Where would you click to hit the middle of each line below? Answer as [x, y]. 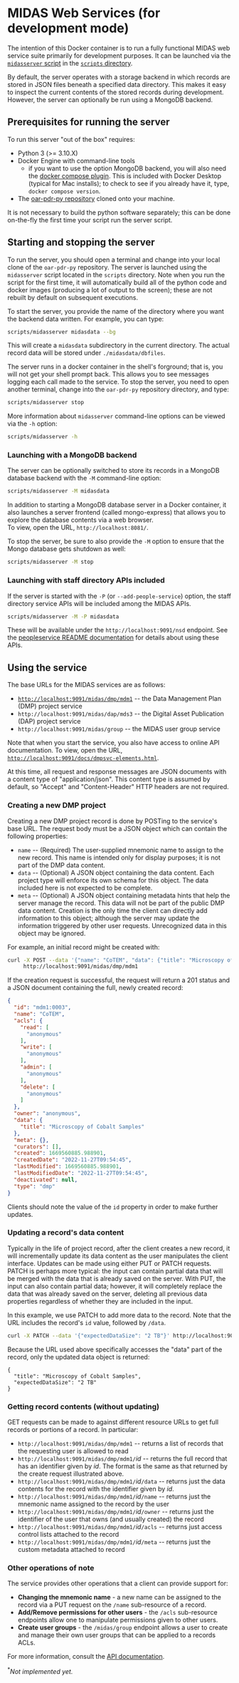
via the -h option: [32, 424]
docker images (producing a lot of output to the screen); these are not [110, 289]
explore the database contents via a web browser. [81, 520]
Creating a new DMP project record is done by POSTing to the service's [112, 820]
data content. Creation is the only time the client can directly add [112, 910]
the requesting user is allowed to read [73, 1451]
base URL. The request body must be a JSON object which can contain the [117, 828]
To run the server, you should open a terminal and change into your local [114, 259]
